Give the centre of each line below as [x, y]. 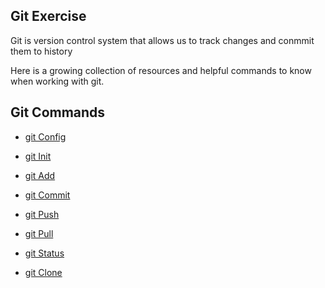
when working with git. [57, 81]
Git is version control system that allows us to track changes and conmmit [162, 40]
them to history [41, 51]
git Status [44, 253]
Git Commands [58, 112]
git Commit [47, 195]
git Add [40, 175]
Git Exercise [48, 16]
